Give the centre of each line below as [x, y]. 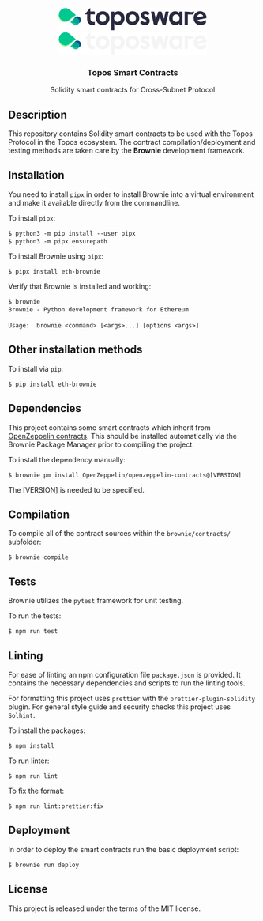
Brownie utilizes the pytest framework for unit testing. [96, 601]
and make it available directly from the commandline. [94, 202]
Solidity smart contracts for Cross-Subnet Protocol [133, 90]
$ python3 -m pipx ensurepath [58, 241]
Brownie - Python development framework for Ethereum [99, 310]
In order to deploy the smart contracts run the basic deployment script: [124, 849]
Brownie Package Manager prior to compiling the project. [101, 444]
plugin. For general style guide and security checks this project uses [120, 707]
